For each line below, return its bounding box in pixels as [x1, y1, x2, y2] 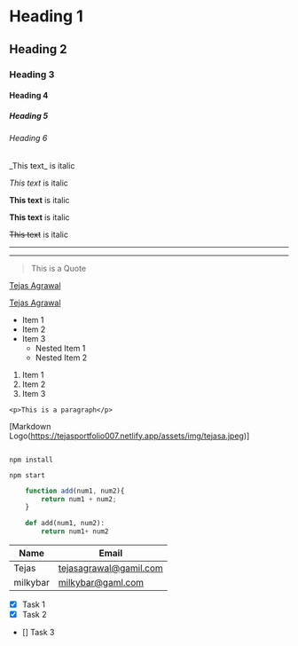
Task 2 [21, 610, 47, 620]
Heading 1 [9, 6, 84, 27]
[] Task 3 [21, 627, 55, 638]
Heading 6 [9, 133, 48, 144]
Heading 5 [9, 110, 49, 121]
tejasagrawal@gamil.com [58, 562, 164, 574]
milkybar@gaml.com [58, 577, 145, 589]
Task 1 [21, 599, 46, 610]
